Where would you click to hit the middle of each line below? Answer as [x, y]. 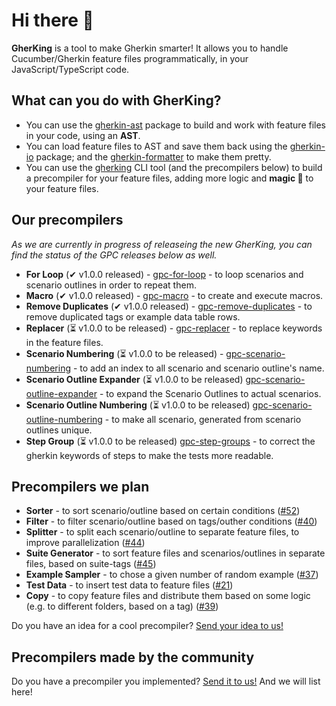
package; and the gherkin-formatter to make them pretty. [153, 156]
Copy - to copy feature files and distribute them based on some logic [168, 596]
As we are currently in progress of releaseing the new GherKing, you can [162, 244]
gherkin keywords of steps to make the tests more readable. [149, 455]
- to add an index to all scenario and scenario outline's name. [198, 368]
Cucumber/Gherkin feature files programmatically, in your [130, 58]
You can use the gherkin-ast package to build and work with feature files [176, 125]
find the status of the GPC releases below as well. [114, 255]
